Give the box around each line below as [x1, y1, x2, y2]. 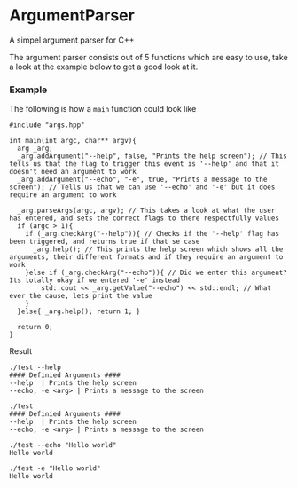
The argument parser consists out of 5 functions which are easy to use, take [9, 51, 288, 62]
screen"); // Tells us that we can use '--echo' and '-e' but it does [9, 183, 276, 192]
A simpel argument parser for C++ [9, 35, 135, 45]
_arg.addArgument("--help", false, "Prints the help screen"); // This [17, 152, 288, 161]
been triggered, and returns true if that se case [9, 237, 200, 247]
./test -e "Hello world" [9, 464, 101, 473]
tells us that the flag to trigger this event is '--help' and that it [9, 160, 279, 169]
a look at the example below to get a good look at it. [9, 61, 199, 72]
